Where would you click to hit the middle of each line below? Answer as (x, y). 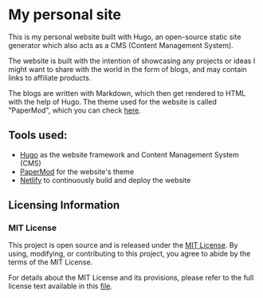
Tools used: (38, 135)
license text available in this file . (61, 286)
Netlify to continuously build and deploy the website (105, 180)
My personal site (65, 15)
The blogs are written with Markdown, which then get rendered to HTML (127, 93)
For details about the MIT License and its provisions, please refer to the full (131, 278)
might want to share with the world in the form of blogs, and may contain (128, 69)
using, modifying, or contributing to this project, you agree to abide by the (130, 254)
